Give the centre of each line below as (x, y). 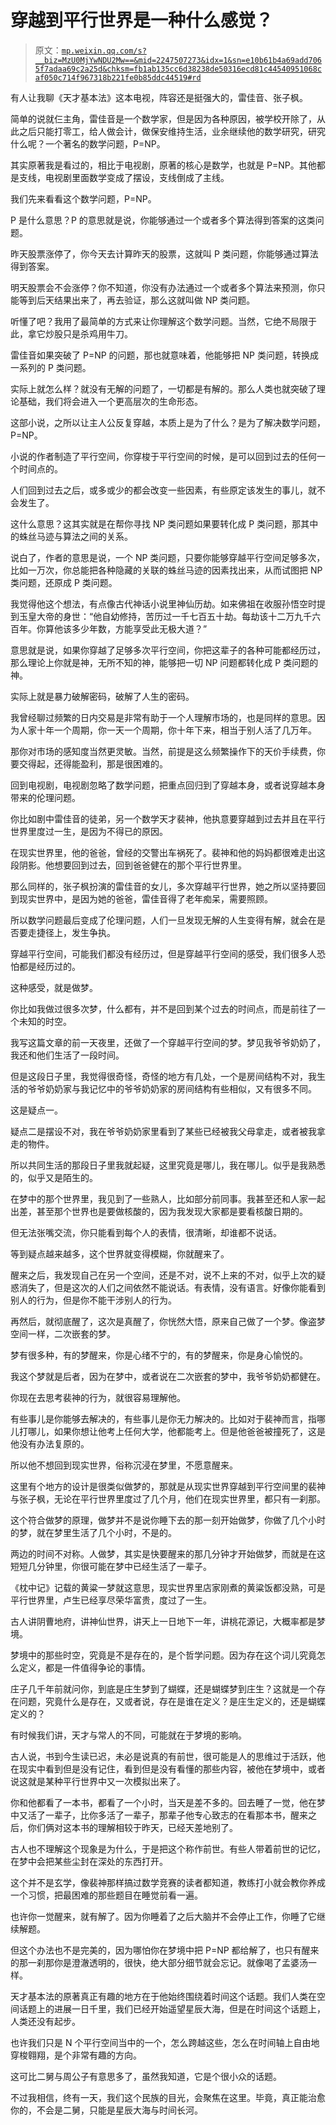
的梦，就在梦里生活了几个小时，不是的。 (93, 1532)
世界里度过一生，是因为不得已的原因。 (89, 831)
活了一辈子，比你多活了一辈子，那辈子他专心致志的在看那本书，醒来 (167, 1815)
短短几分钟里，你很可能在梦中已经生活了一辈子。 (111, 1566)
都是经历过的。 (49, 966)
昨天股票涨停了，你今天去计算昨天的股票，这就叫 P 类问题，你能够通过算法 (164, 253)
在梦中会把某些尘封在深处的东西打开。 (89, 1861)
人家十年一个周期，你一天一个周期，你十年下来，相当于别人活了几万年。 (167, 730)
